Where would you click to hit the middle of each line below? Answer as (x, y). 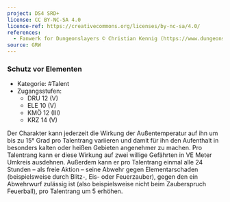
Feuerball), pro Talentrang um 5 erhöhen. (65, 191)
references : (24, 32)
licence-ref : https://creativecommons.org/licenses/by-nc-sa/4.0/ (104, 26)
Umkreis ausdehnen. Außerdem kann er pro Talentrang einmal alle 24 (105, 162)
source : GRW (24, 45)
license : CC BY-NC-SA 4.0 (44, 20)
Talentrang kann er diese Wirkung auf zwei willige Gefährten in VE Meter (110, 155)
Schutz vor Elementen (44, 69)
